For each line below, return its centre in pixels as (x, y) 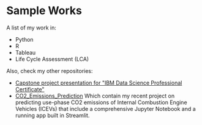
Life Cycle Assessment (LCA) (52, 59)
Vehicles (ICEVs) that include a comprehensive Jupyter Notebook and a (105, 108)
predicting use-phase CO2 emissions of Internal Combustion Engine (101, 102)
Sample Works (44, 11)
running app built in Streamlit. (52, 115)
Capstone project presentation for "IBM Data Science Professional (99, 83)
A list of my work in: (32, 28)
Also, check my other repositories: (50, 70)
